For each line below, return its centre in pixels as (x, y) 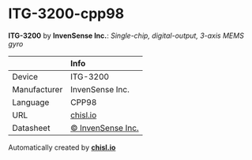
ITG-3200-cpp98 (66, 14)
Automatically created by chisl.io (62, 147)
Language (31, 102)
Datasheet (31, 128)
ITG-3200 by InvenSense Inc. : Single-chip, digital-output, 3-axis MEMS (126, 35)
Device (25, 76)
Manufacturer (38, 89)
